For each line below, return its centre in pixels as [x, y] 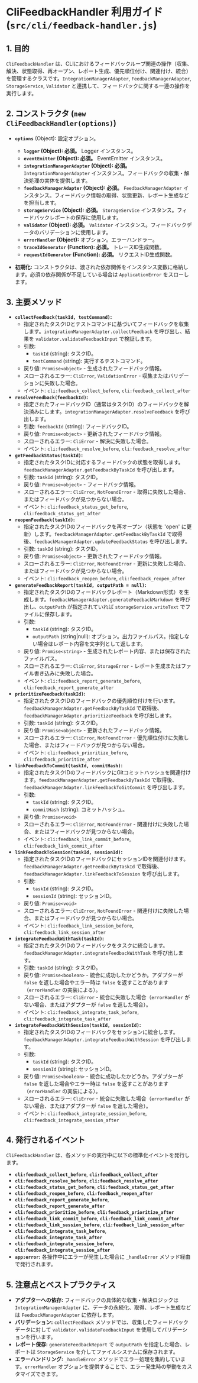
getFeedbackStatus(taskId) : [49, 455]
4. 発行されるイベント [46, 1140]
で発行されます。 [35, 1264]
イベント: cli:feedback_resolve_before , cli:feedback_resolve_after [107, 448]
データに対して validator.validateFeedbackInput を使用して [88, 1330]
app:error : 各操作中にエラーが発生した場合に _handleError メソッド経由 [103, 1257]
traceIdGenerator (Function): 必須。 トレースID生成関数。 [94, 247]
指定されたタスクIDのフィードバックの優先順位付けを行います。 [101, 700]
